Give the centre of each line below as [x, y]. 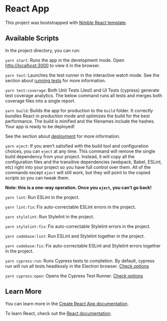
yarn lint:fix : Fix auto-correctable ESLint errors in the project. [71, 207]
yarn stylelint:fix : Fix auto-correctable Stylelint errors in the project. [78, 226]
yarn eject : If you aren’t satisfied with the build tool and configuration [77, 146]
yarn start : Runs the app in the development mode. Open [65, 60]
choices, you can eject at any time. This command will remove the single [80, 151]
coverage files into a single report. [40, 101]
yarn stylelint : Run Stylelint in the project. [50, 216]
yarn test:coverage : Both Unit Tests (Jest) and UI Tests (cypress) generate [82, 90]
